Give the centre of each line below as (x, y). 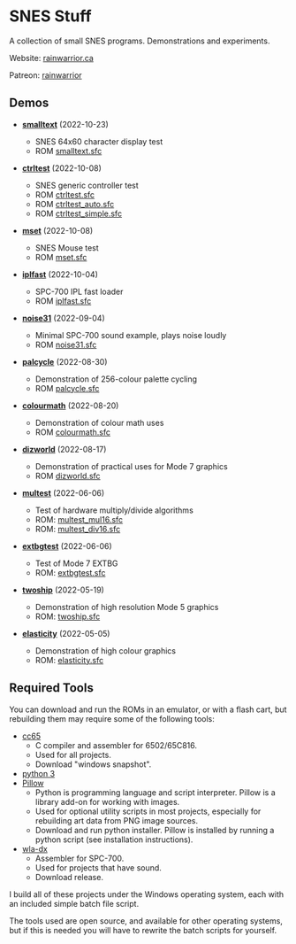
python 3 (38, 773)
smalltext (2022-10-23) (65, 124)
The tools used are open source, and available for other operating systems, (146, 921)
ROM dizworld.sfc (68, 476)
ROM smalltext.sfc (68, 151)
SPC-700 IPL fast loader (79, 291)
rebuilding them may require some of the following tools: (112, 718)
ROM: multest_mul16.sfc (79, 519)
